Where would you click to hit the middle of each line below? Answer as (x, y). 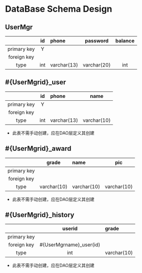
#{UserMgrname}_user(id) (70, 245)
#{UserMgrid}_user (35, 82)
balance (125, 41)
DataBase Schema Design (59, 9)
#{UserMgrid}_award (38, 148)
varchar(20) (97, 65)
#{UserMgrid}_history (40, 215)
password (97, 41)
